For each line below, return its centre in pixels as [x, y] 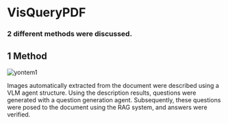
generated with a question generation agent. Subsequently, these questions [114, 99]
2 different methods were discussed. [69, 34]
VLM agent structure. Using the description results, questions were [102, 93]
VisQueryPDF [47, 13]
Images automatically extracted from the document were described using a [113, 85]
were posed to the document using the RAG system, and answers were [107, 107]
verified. [19, 114]
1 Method [27, 56]
